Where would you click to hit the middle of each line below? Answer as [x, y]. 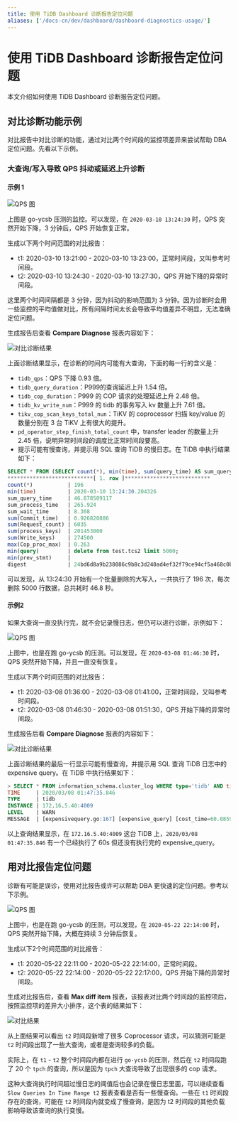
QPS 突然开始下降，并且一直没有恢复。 [64, 661]
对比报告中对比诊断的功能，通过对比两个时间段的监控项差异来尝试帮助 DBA [117, 140]
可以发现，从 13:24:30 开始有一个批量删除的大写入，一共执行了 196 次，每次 [119, 579]
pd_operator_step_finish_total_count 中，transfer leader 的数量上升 [118, 431]
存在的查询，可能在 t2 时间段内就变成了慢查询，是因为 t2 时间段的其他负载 [116, 1101]
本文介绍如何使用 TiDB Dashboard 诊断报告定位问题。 [86, 97]
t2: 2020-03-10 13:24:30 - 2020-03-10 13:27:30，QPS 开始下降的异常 [120, 276]
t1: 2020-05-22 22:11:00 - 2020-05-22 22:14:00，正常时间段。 [109, 963]
